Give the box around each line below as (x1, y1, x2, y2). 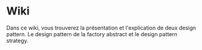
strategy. (6, 37, 29, 44)
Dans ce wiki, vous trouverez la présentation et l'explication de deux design (6, 24, 197, 31)
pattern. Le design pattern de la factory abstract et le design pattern (6, 30, 178, 37)
